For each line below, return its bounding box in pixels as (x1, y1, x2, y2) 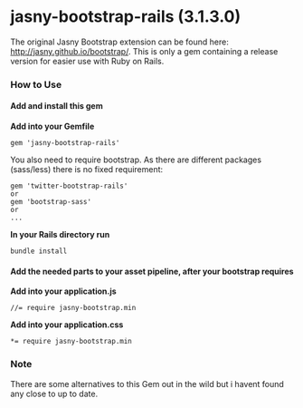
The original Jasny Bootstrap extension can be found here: (10, 36, 229, 47)
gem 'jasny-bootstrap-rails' (10, 139, 120, 148)
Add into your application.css (10, 319, 124, 330)
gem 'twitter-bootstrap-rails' (10, 181, 128, 191)
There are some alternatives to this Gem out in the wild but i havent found (10, 378, 284, 389)
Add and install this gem (10, 101, 103, 112)
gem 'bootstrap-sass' (10, 198, 92, 207)
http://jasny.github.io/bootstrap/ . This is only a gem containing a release (10, 45, 279, 56)
